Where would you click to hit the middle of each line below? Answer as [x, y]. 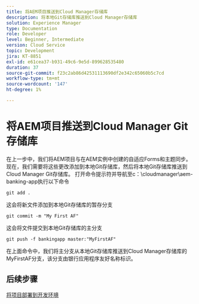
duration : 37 [22, 67]
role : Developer [26, 34]
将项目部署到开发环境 [32, 294]
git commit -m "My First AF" [42, 216]
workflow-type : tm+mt [33, 78]
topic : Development [30, 51]
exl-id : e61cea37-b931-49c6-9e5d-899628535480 [65, 62]
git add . [19, 193]
